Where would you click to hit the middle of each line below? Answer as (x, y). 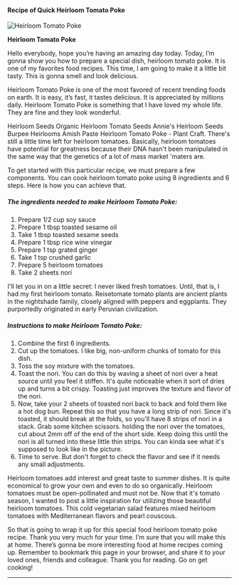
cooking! (20, 568)
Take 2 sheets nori (45, 273)
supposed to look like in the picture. (70, 449)
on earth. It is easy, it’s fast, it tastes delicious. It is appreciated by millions (116, 97)
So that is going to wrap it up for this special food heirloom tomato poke (112, 529)
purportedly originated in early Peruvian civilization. (83, 309)
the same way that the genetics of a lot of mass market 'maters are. (106, 157)
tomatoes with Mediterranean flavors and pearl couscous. (92, 516)
